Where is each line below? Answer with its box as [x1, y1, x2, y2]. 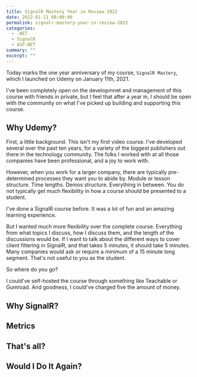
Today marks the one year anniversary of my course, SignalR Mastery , [6, 69, 178, 76]
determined [6, 175, 34, 182]
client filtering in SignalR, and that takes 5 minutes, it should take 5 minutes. [6, 242, 190, 249]
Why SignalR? [6, 301, 59, 311]
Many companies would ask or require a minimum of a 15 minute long [6, 248, 176, 255]
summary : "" [6, 47, 35, 53]
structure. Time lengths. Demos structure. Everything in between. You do [6, 181, 185, 188]
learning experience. [6, 211, 57, 219]
